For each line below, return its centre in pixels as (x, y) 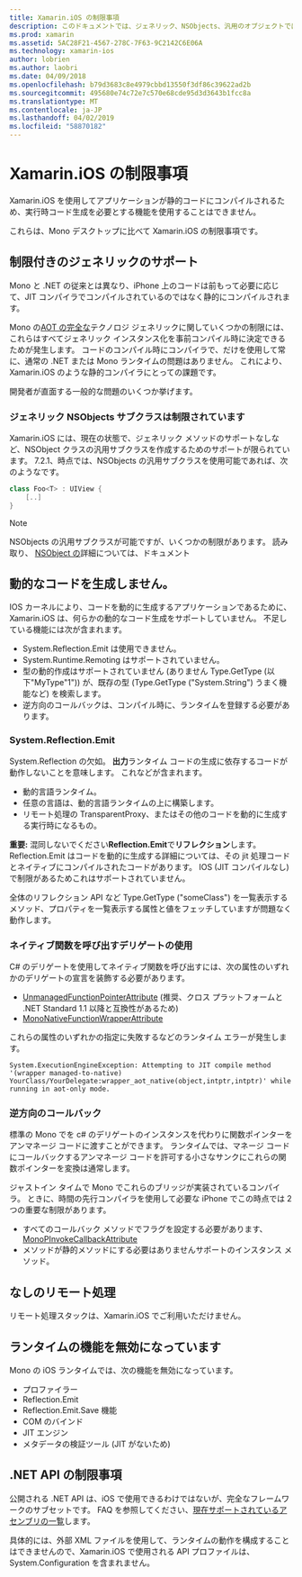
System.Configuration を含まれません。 (82, 1563)
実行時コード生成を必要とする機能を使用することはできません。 (143, 212)
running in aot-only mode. (60, 1089)
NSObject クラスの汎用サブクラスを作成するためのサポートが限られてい (157, 449)
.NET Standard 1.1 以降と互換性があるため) (100, 1009)
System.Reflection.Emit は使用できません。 (102, 648)
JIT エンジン (45, 1432)
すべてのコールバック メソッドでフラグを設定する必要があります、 (145, 1229)
